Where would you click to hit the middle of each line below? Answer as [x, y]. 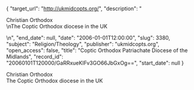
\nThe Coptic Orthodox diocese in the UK [57, 26]
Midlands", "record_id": [35, 57]
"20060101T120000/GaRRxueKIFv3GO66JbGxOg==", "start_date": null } [95, 63]
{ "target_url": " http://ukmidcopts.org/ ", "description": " [74, 9]
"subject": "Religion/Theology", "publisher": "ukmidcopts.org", [83, 44]
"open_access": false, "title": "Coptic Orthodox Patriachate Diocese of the [97, 50]
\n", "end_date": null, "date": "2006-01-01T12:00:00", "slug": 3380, [88, 38]
